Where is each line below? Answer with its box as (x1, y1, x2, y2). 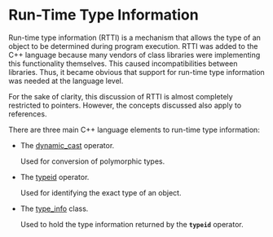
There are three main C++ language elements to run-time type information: (8, 125, 261, 134)
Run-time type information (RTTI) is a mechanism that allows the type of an (8, 33, 261, 42)
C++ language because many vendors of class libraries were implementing (8, 50, 261, 59)
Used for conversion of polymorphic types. (20, 156, 165, 166)
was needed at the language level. (8, 76, 124, 86)
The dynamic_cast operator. (20, 140, 115, 150)
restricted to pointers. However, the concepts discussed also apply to (8, 100, 242, 110)
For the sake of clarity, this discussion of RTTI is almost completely (8, 91, 234, 101)
